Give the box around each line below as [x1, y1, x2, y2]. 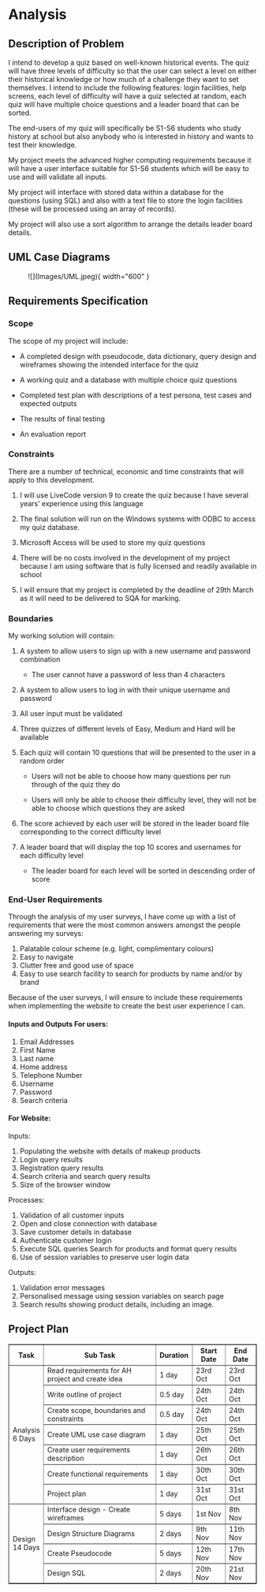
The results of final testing [19, 414, 105, 423]
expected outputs [19, 398, 77, 408]
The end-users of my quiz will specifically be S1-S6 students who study [8, 124, 242, 132]
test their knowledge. [8, 140, 77, 149]
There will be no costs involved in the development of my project [19, 553, 230, 562]
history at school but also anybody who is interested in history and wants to [8, 132, 254, 141]
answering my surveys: [8, 929, 84, 938]
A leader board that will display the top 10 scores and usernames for [19, 842, 242, 852]
